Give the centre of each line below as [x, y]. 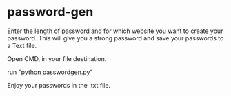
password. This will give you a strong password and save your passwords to [115, 38]
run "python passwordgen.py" [50, 72]
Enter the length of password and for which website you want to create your [115, 31]
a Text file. [22, 45]
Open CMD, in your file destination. [57, 58]
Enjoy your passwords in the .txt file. [59, 85]
